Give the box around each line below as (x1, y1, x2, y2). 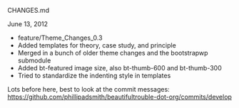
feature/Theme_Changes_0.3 (17, 33, 103, 42)
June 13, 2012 (7, 20, 49, 28)
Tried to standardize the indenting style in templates (17, 71, 171, 80)
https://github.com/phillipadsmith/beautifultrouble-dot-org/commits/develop (7, 92, 232, 101)
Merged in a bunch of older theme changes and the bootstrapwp (17, 49, 208, 57)
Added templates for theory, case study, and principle (17, 41, 176, 49)
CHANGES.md (7, 6, 50, 14)
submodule (17, 56, 51, 65)
